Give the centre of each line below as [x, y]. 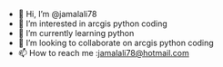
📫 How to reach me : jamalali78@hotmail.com [103, 53]
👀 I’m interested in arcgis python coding [93, 24]
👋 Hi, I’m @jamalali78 [57, 14]
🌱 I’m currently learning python [76, 33]
